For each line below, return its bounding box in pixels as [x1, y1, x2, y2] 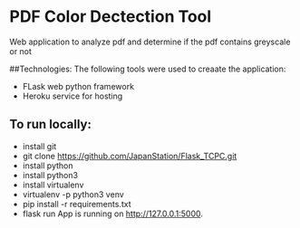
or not [9, 45, 32, 56]
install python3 [22, 169, 79, 180]
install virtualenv [22, 179, 84, 190]
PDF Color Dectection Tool [9, 6, 212, 27]
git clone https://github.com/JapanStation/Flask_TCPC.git [22, 150, 237, 161]
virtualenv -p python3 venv [22, 188, 124, 200]
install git [22, 140, 57, 151]
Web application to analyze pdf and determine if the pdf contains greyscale [9, 36, 291, 47]
